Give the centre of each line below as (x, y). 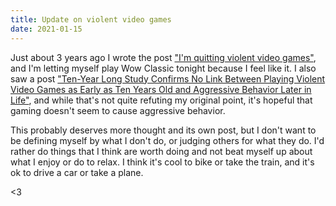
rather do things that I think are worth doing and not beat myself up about (161, 151)
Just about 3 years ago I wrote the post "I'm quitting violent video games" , (163, 57)
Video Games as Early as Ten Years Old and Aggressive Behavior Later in (161, 89)
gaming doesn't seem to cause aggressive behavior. (118, 110)
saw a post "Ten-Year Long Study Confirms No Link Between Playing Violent (168, 78)
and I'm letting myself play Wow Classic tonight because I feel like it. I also (163, 68)
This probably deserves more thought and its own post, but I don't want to (163, 130)
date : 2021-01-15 (46, 29)
